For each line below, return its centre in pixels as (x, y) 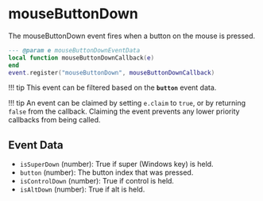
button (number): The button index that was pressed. (106, 172)
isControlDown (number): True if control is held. (97, 181)
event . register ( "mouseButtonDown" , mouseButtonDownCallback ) (112, 72)
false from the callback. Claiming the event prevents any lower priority (124, 111)
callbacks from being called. (54, 120)
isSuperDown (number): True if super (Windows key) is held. (116, 164)
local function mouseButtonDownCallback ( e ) (81, 58)
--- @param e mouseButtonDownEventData (74, 50)
